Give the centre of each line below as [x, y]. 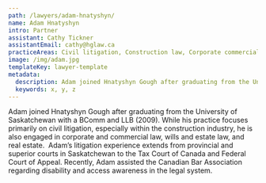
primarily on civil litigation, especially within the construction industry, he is [131, 128]
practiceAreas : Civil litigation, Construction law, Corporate [115, 52]
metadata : [25, 74]
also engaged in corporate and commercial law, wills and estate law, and [126, 137]
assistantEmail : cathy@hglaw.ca [61, 45]
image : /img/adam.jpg [44, 60]
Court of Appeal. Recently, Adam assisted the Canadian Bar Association [125, 162]
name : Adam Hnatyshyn [44, 23]
